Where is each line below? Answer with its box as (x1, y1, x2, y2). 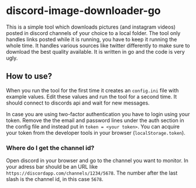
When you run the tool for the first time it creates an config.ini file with (6, 86, 179, 94)
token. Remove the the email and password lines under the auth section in (6, 117, 184, 124)
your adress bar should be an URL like (6, 163, 98, 170)
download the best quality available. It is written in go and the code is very (6, 48, 185, 55)
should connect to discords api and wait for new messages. (6, 99, 150, 106)
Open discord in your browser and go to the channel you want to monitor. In (6, 157, 189, 164)
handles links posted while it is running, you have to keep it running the (6, 36, 177, 43)
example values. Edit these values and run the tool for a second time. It (6, 93, 177, 100)
